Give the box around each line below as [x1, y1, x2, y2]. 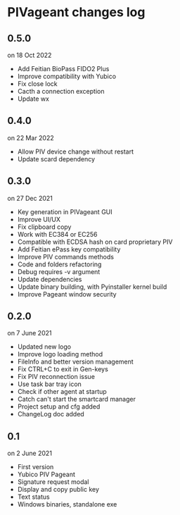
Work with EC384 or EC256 [17, 230, 98, 238]
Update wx [17, 94, 49, 103]
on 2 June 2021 [7, 449, 53, 458]
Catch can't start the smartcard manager [17, 395, 136, 404]
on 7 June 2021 [7, 329, 52, 337]
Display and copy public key [17, 485, 100, 494]
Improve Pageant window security [17, 290, 117, 298]
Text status [17, 492, 51, 501]
